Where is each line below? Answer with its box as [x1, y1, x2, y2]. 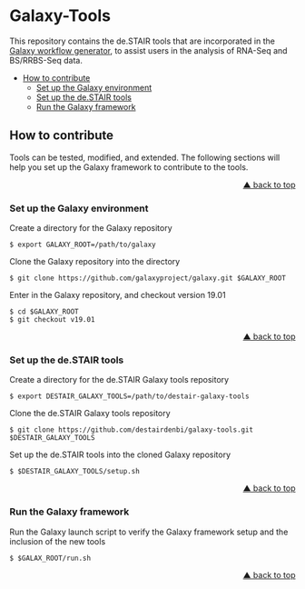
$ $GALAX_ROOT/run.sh [9, 554, 92, 563]
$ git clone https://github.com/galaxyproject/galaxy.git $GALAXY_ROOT [9, 274, 286, 283]
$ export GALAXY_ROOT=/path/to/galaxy [9, 240, 156, 250]
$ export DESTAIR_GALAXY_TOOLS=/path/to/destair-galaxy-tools [9, 392, 250, 401]
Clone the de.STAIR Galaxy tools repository [9, 408, 171, 419]
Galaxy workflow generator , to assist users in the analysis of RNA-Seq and [9, 45, 288, 55]
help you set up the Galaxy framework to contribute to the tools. [9, 161, 249, 173]
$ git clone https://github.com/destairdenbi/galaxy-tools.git [9, 425, 254, 434]
